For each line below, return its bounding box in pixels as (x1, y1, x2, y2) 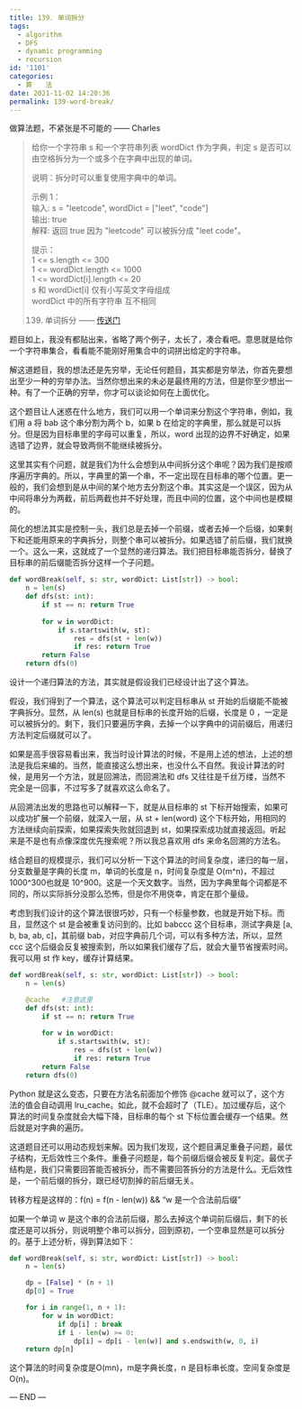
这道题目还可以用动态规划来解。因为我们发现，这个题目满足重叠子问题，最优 (9, 1141, 293, 1152)
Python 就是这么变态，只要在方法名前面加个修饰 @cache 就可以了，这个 (9, 1088, 278, 1099)
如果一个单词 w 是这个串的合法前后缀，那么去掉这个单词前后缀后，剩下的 (9, 1213, 280, 1224)
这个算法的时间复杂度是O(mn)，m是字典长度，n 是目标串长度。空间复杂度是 (9, 1362, 290, 1373)
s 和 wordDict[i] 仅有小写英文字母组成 (31, 285, 171, 296)
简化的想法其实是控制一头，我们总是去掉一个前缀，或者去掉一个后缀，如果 (9, 524, 285, 535)
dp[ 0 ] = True (25, 1286, 75, 1296)
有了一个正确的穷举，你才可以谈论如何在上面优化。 (24, 387, 214, 398)
